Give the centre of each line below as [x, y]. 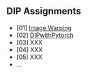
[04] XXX [29, 49]
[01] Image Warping [44, 27]
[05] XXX [29, 57]
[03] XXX [29, 42]
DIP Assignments [44, 11]
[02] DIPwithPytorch [45, 35]
